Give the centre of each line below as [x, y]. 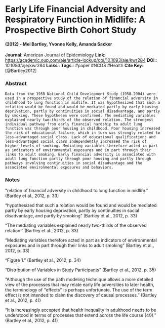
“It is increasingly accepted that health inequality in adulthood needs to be [81, 310]
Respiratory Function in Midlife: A [75, 20]
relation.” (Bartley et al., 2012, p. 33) [42, 230]
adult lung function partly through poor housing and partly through [78, 159]
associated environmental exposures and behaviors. [59, 167]
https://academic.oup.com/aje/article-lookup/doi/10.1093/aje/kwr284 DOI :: [81, 60]
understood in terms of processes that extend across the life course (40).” [81, 315]
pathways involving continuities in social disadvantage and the [74, 163]
